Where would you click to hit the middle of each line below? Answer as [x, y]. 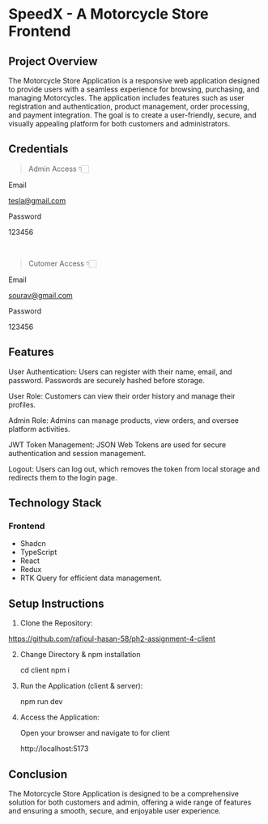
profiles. [22, 404]
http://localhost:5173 [54, 749]
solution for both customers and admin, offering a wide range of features [130, 802]
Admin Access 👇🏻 [58, 169]
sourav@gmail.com [40, 295]
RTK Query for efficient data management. [91, 578]
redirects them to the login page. [63, 477]
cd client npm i [45, 670]
